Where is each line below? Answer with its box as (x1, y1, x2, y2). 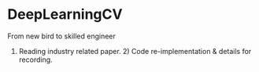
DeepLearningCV (7, 5, 123, 23)
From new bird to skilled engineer (7, 31, 116, 41)
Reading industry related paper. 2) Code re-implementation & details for (18, 46, 252, 56)
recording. (18, 55, 53, 64)
